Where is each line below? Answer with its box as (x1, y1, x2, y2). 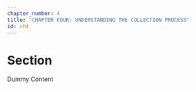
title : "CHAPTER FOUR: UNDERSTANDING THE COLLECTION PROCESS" (7, 16, 190, 23)
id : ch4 (7, 23, 30, 30)
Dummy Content (7, 75, 54, 83)
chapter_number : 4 (7, 10, 60, 17)
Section (7, 52, 52, 68)
